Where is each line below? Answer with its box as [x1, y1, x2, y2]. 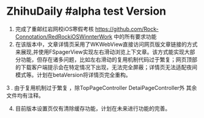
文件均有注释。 [6, 92, 44, 99]
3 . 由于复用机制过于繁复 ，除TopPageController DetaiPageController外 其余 [6, 84, 197, 91]
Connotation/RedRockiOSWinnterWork [15, 32, 113, 40]
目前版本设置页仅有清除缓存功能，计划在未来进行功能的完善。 [15, 105, 171, 112]
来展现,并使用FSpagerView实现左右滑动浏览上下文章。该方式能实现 [15, 48, 185, 56]
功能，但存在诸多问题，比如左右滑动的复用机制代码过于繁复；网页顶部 [20, 56, 197, 63]
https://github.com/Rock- [95, 25, 159, 32]
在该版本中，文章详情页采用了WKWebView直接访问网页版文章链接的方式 [15, 40, 198, 48]
